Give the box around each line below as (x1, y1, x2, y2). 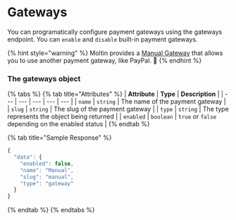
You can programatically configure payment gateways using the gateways (7, 28, 223, 36)
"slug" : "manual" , (20, 173, 74, 181)
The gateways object (7, 73, 81, 83)
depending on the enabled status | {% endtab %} (7, 120, 150, 128)
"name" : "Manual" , (20, 166, 74, 173)
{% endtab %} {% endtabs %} (7, 206, 95, 214)
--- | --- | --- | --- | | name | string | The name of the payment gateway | (18, 97, 227, 106)
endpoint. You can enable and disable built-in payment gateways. (7, 35, 198, 43)
